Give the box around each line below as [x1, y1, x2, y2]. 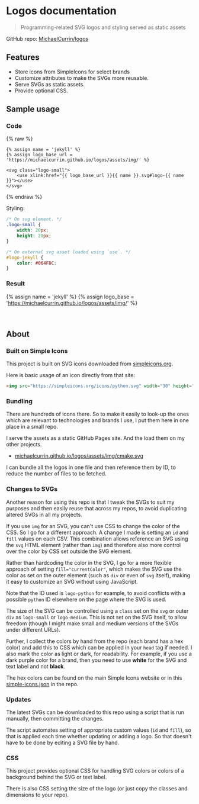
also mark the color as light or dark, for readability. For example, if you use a [6, 650, 192, 657]
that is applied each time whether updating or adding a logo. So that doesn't [6, 733, 192, 740]
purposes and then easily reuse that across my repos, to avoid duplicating [6, 504, 187, 512]
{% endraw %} [6, 194, 43, 201]
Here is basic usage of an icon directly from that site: [6, 372, 135, 379]
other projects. [6, 441, 43, 448]
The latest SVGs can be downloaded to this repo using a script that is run [6, 709, 185, 716]
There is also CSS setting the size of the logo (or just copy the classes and [6, 785, 188, 792]
